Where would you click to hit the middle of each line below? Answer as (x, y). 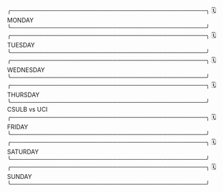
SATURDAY (23, 152)
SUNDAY (19, 177)
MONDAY (21, 20)
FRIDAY (18, 127)
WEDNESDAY (26, 70)
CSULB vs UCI (27, 109)
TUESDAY (21, 45)
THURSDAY (23, 95)
